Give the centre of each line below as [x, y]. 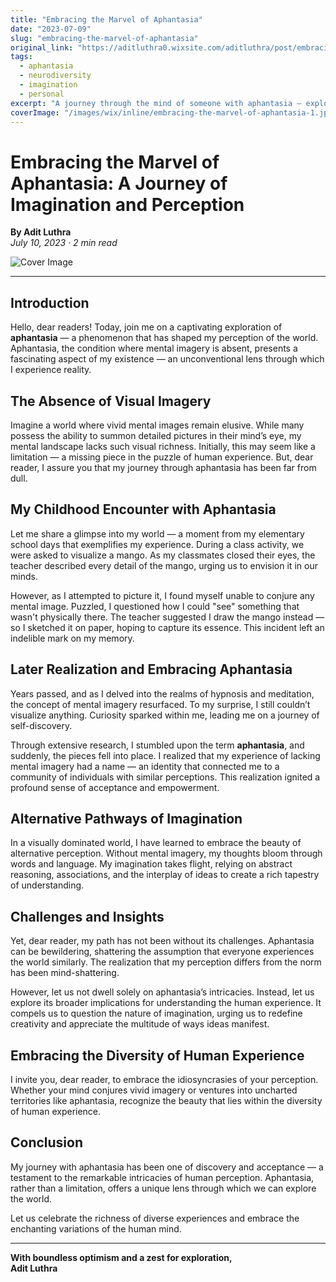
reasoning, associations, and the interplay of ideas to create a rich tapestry [165, 875]
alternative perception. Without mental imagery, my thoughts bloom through [166, 853]
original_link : [42, 47]
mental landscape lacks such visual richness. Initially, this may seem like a [163, 446]
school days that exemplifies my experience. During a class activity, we [157, 544]
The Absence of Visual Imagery [111, 401]
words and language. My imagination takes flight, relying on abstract [151, 864]
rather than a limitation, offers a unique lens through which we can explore [163, 1188]
